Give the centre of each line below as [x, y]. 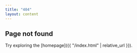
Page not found [29, 34]
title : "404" [18, 9]
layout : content [22, 14]
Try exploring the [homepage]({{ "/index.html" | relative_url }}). [69, 45]
